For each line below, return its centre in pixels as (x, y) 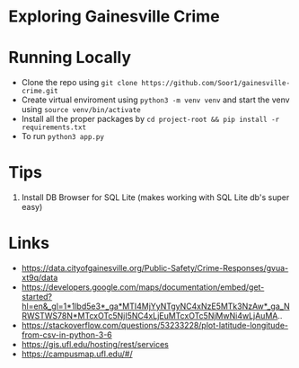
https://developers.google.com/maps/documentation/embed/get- (143, 287)
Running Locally (70, 58)
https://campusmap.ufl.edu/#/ (77, 354)
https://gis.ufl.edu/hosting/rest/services (95, 344)
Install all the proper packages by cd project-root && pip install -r (150, 119)
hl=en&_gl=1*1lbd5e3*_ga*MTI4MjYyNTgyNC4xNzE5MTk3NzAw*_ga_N (155, 306)
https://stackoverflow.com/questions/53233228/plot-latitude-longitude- (155, 325)
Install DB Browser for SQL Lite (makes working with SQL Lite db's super (155, 197)
